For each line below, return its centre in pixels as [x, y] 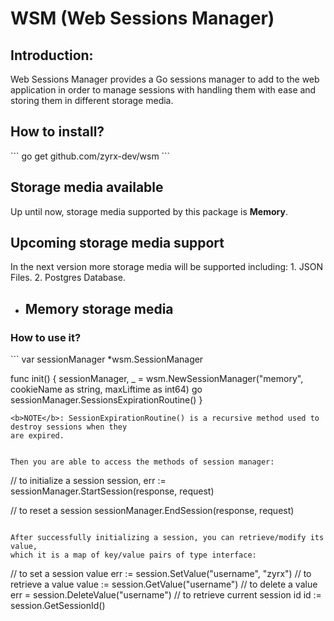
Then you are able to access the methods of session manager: [142, 462]
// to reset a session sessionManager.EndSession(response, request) [152, 511]
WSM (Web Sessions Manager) [142, 18]
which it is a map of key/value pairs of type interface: [133, 555]
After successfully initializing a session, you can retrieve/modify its [167, 538]
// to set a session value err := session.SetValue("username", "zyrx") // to [161, 574]
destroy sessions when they [69, 427]
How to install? [57, 132]
